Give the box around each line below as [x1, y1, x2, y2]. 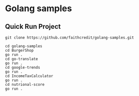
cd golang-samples [5, 44, 42, 49]
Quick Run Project [5, 22, 61, 31]
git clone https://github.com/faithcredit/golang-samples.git [5, 35, 134, 40]
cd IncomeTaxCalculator [5, 74, 54, 78]
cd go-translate [5, 57, 38, 61]
